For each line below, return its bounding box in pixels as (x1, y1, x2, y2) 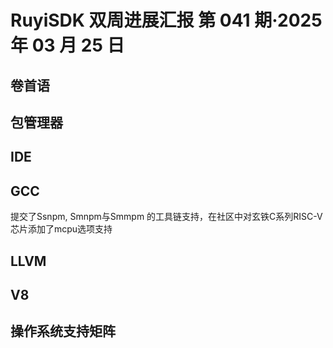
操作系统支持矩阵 (10, 323, 116, 340)
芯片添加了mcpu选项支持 (10, 223, 113, 235)
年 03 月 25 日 (10, 34, 125, 57)
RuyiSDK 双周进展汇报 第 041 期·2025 (10, 9, 323, 32)
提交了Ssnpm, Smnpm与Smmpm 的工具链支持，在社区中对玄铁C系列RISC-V (10, 211, 323, 223)
